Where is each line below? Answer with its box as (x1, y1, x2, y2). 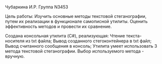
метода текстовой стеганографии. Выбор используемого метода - (5, 48, 144, 54)
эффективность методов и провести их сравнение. (5, 24, 112, 29)
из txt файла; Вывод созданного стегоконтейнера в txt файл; (25, 38, 152, 44)
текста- (126, 33, 142, 38)
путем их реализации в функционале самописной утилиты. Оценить (5, 19, 148, 24)
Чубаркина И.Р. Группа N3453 (5, 4, 68, 10)
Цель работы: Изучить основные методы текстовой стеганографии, (5, 13, 147, 19)
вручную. (5, 53, 25, 59)
